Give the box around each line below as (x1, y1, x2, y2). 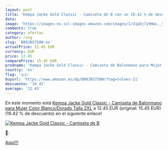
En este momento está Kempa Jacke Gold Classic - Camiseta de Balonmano (5, 100, 162, 106)
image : (5, 21, 19, 26)
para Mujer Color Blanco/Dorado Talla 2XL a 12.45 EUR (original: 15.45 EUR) (5, 105, 161, 111)
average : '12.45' (5, 86, 41, 91)
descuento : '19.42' (5, 81, 46, 86)
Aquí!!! (5, 139, 18, 145)
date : (5, 16, 16, 21)
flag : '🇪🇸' (5, 72, 30, 77)
